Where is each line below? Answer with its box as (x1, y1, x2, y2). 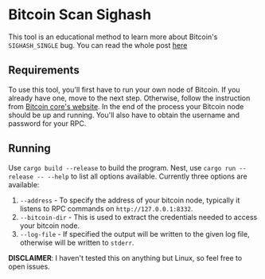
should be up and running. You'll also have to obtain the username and (8, 110, 240, 120)
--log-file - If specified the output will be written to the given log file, (19, 229, 250, 238)
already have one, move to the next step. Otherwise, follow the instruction (8, 93, 251, 103)
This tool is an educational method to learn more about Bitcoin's (8, 32, 218, 41)
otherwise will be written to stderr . (19, 238, 134, 247)
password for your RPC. (8, 118, 87, 128)
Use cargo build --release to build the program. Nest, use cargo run (8, 163, 236, 172)
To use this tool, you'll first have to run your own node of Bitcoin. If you (8, 84, 240, 94)
